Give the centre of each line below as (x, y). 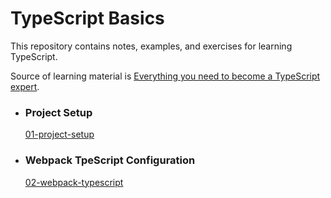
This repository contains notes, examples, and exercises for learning (151, 46)
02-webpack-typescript (74, 182)
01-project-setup (59, 134)
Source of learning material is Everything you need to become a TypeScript (165, 76)
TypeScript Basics (87, 18)
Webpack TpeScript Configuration (110, 160)
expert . (25, 86)
